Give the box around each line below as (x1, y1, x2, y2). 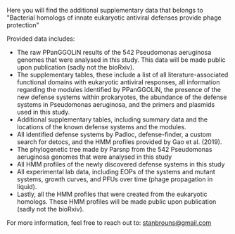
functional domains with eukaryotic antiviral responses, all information (16, 78, 220, 86)
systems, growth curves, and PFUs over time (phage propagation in (16, 175, 213, 183)
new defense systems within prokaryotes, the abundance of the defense (16, 93, 227, 101)
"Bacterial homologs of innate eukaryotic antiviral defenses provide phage (6, 13, 222, 22)
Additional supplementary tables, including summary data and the (16, 115, 208, 124)
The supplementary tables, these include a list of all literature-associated (16, 70, 229, 79)
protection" (6, 21, 39, 29)
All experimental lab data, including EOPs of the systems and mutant (16, 168, 215, 176)
